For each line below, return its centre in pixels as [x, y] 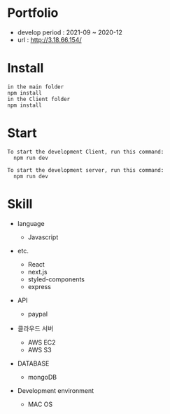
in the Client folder [39, 99]
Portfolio [33, 13]
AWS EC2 [42, 342]
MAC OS [40, 404]
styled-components [56, 279]
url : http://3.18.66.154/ [49, 39]
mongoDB [42, 377]
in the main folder [36, 87]
